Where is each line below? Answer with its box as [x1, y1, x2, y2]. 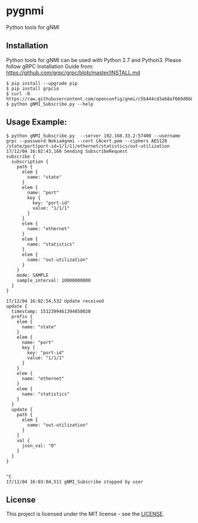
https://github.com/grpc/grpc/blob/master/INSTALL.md [6, 69, 140, 76]
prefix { [11, 313, 33, 319]
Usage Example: [6, 117, 67, 128]
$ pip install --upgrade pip [6, 80, 78, 86]
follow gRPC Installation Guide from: [6, 63, 94, 70]
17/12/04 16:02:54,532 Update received [6, 298, 104, 304]
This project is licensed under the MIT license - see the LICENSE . [6, 511, 164, 518]
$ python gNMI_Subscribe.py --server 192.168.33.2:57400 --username [6, 133, 181, 139]
